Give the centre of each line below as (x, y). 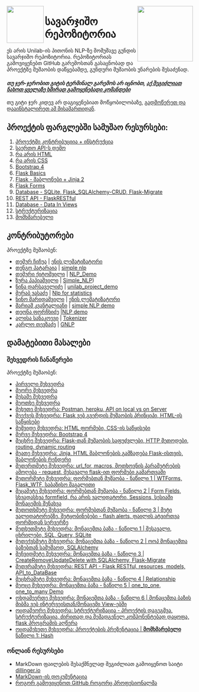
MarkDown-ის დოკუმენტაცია (51, 676)
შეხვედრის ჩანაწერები (40, 360)
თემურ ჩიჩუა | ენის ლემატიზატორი (59, 261)
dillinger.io (28, 670)
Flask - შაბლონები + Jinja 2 (50, 179)
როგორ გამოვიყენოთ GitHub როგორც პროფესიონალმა (86, 683)
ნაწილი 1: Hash (34, 636)
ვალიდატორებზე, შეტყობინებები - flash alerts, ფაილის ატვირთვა (97, 516)
